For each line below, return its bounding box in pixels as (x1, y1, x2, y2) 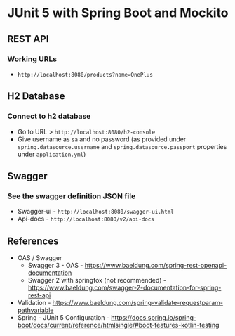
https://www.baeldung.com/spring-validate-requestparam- (52, 299, 223, 307)
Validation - (17, 299, 51, 307)
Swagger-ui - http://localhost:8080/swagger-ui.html (17, 207, 174, 216)
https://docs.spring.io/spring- (111, 314, 197, 322)
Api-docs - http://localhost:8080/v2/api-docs (17, 214, 154, 223)
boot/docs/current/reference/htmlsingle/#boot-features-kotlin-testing (17, 321, 220, 330)
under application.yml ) (17, 150, 86, 158)
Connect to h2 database (7, 111, 91, 121)
